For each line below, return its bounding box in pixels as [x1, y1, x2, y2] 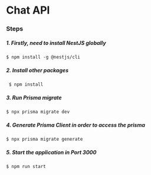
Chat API [6, 4, 50, 17]
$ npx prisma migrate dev [6, 109, 70, 115]
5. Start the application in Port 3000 [6, 148, 97, 155]
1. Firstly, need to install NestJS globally [6, 39, 106, 46]
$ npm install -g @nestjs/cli [6, 54, 81, 60]
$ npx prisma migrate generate [6, 136, 83, 142]
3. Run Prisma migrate [6, 94, 62, 101]
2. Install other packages [6, 66, 69, 74]
